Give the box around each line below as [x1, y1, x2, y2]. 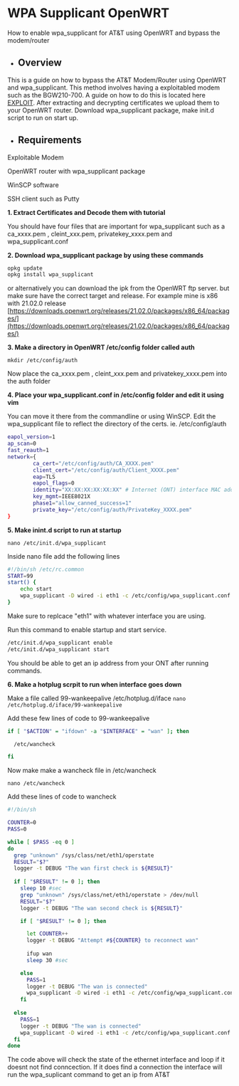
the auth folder [7, 377, 51, 386]
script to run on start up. [7, 113, 79, 122]
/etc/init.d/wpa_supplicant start [7, 645, 110, 653]
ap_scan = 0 [7, 440, 37, 448]
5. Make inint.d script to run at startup [7, 525, 122, 534]
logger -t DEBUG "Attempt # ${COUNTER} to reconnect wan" [26, 937, 199, 944]
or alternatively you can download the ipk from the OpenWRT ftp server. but [7, 284, 230, 292]
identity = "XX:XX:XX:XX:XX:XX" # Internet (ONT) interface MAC [33, 486, 221, 494]
